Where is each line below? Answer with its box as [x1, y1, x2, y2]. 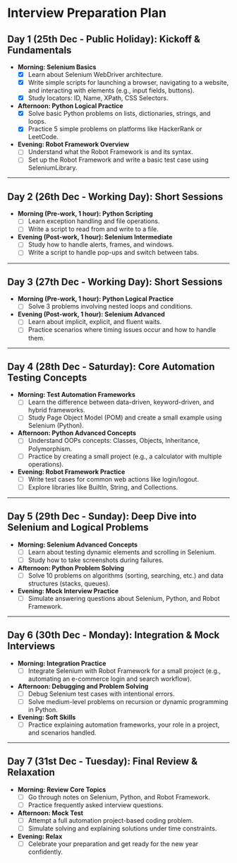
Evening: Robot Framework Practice [17, 468, 126, 476]
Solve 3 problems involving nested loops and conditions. [28, 302, 193, 311]
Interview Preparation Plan [7, 5, 167, 21]
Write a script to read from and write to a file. [28, 225, 159, 234]
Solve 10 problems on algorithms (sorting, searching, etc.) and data [28, 571, 224, 580]
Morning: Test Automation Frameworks [17, 391, 136, 399]
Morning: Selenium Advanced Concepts [17, 540, 138, 549]
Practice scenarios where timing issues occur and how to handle [28, 326, 217, 334]
